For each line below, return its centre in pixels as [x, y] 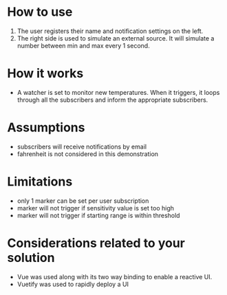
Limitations [40, 182]
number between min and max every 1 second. [83, 45]
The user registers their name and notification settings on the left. [110, 31]
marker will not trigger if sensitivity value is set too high [95, 208]
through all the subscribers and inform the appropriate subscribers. [112, 100]
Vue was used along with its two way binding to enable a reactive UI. [115, 276]
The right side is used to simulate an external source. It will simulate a [116, 38]
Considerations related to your [96, 243]
